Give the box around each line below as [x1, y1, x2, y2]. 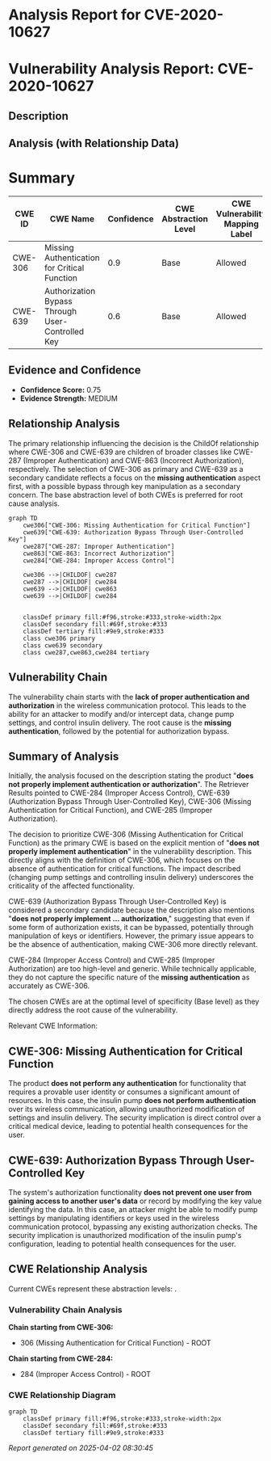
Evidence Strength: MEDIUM [19, 394, 119, 403]
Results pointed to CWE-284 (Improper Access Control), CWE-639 [8, 788, 230, 798]
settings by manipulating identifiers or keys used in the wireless [8, 1213, 220, 1223]
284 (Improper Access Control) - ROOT [19, 1370, 152, 1379]
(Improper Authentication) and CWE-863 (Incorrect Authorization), [23, 455, 244, 465]
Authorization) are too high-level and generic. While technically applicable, [8, 964, 256, 974]
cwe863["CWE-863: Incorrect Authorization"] [23, 549, 175, 558]
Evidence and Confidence [8, 364, 141, 377]
